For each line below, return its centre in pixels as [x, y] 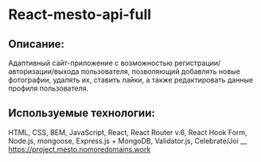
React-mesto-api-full [80, 15]
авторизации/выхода [44, 71]
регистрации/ [198, 63]
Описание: [37, 44]
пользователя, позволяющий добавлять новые [161, 71]
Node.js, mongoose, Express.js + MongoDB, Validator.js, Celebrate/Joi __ [128, 141]
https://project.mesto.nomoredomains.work [80, 149]
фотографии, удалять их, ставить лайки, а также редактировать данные [131, 80]
